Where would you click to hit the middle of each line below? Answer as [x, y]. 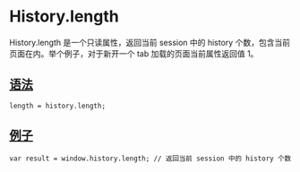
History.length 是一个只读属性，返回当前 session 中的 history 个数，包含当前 [150, 42]
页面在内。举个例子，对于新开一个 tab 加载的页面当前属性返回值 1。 [134, 53]
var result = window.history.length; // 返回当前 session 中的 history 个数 [150, 159]
